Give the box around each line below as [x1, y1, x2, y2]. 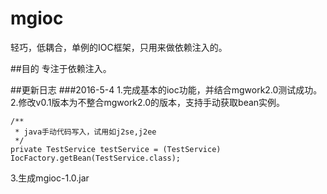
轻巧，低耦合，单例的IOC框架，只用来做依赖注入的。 [10, 41, 228, 53]
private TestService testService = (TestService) [10, 144, 222, 154]
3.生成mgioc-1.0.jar [10, 172, 90, 184]
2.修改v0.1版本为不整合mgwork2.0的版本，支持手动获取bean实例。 [10, 96, 286, 108]
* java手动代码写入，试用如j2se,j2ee [14, 127, 157, 137]
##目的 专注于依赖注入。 [10, 62, 112, 74]
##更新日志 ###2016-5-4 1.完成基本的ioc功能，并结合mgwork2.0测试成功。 [10, 83, 323, 96]
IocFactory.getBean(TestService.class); [10, 153, 182, 163]
